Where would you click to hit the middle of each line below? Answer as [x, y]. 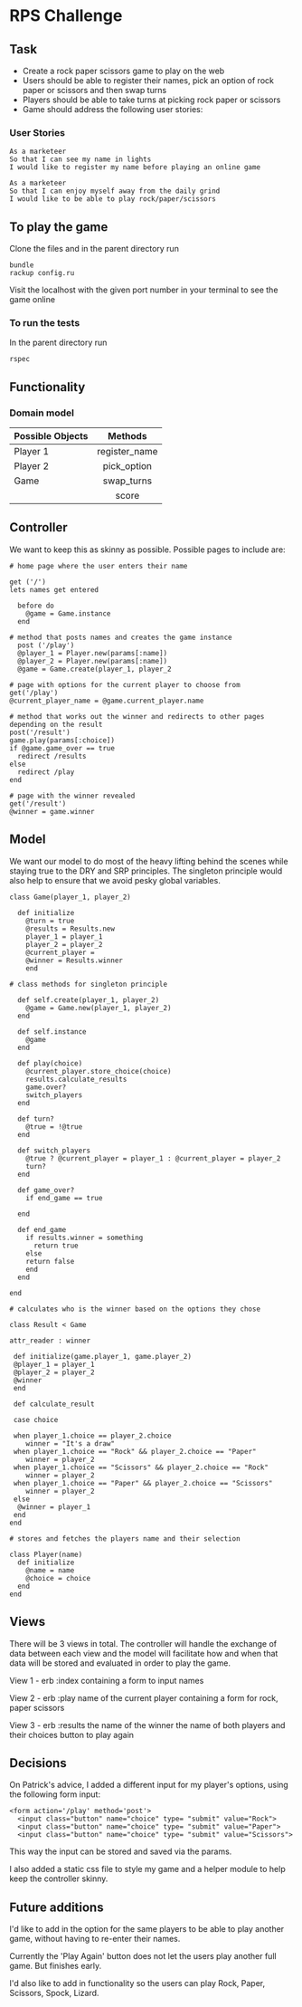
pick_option [127, 466]
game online [33, 300]
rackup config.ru [42, 273]
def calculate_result [54, 1404]
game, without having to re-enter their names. [95, 1939]
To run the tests [45, 323]
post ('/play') [46, 645]
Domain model [42, 413]
